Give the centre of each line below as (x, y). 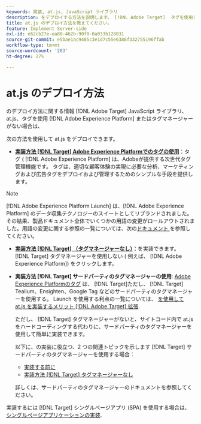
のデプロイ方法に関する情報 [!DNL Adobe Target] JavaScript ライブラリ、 (97, 111)
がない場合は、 (25, 126)
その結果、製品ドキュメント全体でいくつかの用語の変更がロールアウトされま (100, 221)
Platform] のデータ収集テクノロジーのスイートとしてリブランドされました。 (99, 213)
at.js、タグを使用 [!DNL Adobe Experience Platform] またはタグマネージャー (100, 118)
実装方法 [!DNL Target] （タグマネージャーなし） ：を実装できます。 (97, 248)
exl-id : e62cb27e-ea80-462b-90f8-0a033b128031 (65, 34)
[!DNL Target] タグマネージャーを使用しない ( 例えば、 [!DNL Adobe (98, 256)
